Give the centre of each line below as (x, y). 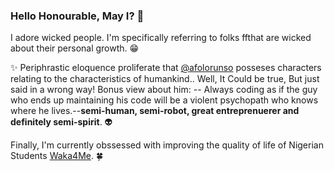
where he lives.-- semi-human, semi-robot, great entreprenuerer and (155, 111)
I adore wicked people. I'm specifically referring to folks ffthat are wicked (161, 38)
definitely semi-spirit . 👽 (61, 122)
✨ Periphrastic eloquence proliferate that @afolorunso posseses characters (166, 68)
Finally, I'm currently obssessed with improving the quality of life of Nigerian (167, 145)
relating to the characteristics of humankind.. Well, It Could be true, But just (165, 79)
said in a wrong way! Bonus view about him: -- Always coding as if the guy (164, 90)
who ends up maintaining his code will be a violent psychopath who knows (164, 100)
